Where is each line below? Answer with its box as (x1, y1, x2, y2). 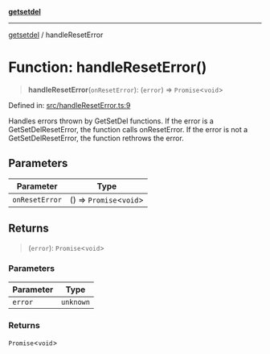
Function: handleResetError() (8, 58, 207, 77)
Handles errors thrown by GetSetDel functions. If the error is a (8, 116, 215, 126)
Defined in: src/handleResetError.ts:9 (8, 100, 131, 110)
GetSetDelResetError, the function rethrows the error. (8, 133, 185, 143)
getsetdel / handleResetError (8, 30, 104, 40)
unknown (60, 298, 91, 306)
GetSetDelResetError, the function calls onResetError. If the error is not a (8, 124, 248, 134)
